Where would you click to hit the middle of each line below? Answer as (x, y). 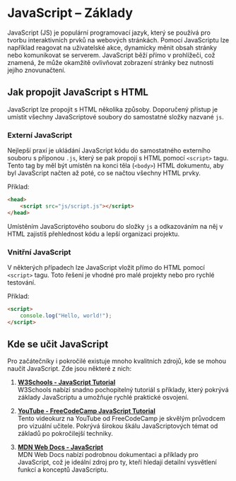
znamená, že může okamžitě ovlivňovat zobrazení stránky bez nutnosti (111, 62)
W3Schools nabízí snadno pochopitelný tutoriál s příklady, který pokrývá (123, 390)
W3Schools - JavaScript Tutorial (66, 382)
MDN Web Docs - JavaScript (60, 447)
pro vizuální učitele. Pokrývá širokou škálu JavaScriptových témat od (118, 426)
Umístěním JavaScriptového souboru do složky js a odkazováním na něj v (115, 226)
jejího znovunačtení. (36, 70)
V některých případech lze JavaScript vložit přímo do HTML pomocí (106, 267)
